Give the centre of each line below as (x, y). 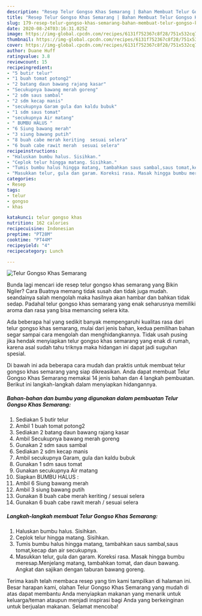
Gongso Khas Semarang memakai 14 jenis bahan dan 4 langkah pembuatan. (101, 378)
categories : (22, 179)
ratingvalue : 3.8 (28, 56)
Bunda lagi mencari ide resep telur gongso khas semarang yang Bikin (93, 285)
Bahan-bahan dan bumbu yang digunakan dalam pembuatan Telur (93, 398)
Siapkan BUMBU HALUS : (47, 477)
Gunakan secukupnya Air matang (57, 470)
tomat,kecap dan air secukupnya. (57, 550)
